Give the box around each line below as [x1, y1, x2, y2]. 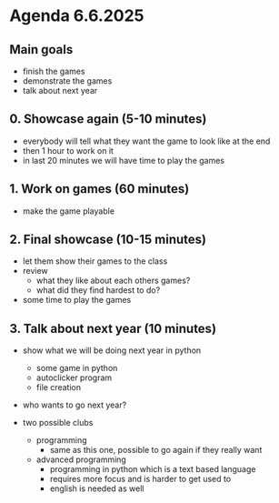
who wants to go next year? [22, 399, 127, 410]
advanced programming [35, 454, 127, 465]
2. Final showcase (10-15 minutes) [9, 232, 207, 247]
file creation [35, 382, 82, 393]
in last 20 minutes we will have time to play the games [22, 155, 225, 166]
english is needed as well [49, 483, 144, 494]
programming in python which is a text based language [49, 464, 256, 475]
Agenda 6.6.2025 [9, 5, 144, 26]
